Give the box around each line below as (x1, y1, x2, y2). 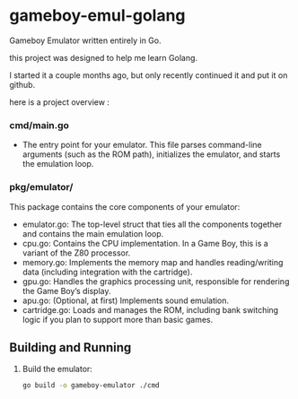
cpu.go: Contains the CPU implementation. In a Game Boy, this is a (22, 238, 269, 248)
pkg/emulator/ (9, 181, 74, 194)
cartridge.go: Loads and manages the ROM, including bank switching (22, 304, 279, 315)
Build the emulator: (22, 364, 92, 375)
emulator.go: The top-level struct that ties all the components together (22, 219, 283, 230)
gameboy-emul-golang (9, 5, 186, 26)
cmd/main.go (9, 118, 70, 131)
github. (9, 79, 36, 90)
